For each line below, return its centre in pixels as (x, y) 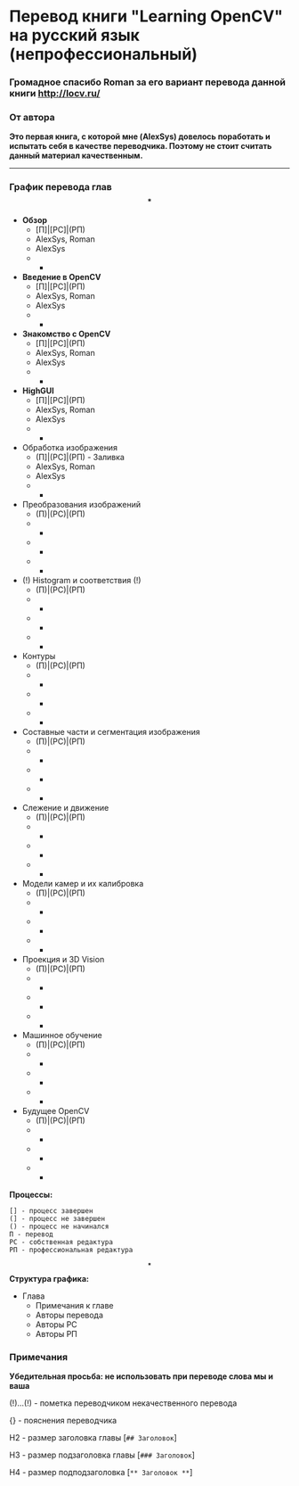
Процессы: (31, 1194)
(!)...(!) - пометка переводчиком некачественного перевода (123, 1403)
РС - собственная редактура (61, 1242)
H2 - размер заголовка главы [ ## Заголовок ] (93, 1437)
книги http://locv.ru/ (55, 94)
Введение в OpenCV (61, 277)
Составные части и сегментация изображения (111, 731)
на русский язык (75, 35)
